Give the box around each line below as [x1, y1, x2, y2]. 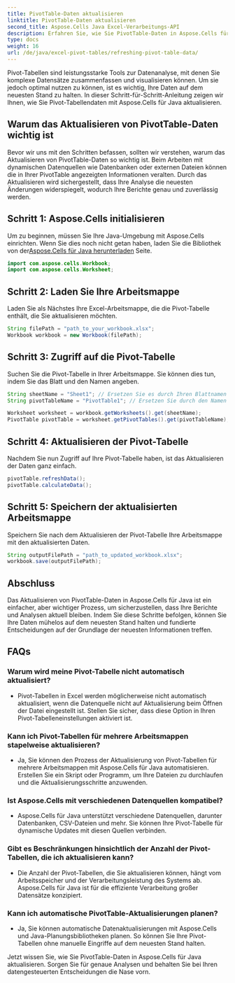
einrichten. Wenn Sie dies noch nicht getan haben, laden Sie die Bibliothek [7, 239, 222, 247]
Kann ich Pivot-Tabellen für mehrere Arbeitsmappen [7, 731, 189, 741]
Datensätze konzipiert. [17, 891, 83, 899]
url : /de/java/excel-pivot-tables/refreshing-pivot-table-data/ [7, 50, 199, 57]
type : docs [7, 36, 39, 43]
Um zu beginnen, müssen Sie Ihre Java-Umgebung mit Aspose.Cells [7, 232, 205, 240]
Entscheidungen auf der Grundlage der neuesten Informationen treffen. [7, 625, 213, 634]
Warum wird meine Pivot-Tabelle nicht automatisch [7, 667, 185, 677]
